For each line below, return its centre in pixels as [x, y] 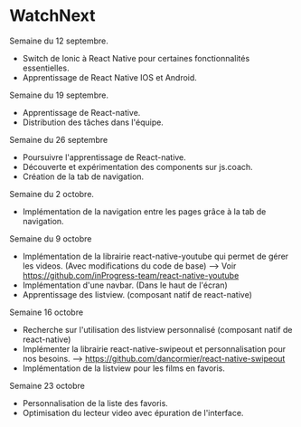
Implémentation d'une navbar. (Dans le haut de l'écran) [125, 285]
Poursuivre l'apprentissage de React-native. [104, 157]
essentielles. [46, 68]
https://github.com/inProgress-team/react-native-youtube [131, 275]
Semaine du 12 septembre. [59, 41]
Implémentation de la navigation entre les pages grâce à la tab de [144, 211]
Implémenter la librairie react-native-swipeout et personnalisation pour [154, 348]
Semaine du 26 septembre [59, 139]
